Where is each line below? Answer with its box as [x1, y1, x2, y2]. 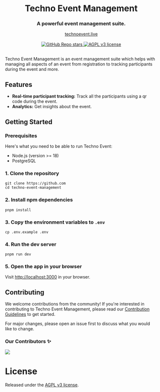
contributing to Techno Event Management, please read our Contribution [5, 306, 150, 312]
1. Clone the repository [5, 170, 59, 177]
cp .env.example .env [5, 229, 49, 234]
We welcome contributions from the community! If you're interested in [5, 301, 145, 307]
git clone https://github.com [5, 181, 66, 186]
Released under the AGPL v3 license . [5, 382, 79, 388]
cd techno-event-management [5, 185, 62, 190]
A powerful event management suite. [36, 20, 126, 27]
